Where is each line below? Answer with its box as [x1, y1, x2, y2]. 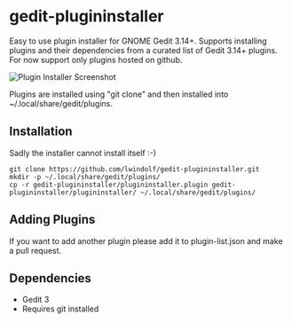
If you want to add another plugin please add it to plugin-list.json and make [9, 235, 283, 246]
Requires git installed [21, 303, 99, 314]
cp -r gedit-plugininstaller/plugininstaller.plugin [9, 180, 209, 189]
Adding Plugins [9, 212, 96, 227]
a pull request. [9, 245, 62, 256]
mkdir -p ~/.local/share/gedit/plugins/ [9, 172, 162, 181]
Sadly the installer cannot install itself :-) [9, 147, 157, 158]
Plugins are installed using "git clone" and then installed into [9, 89, 229, 99]
